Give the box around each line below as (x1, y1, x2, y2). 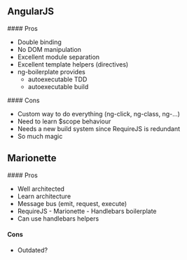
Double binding (17, 38, 62, 46)
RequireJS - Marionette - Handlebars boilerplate (17, 207, 157, 215)
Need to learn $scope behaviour (17, 117, 111, 125)
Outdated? (17, 245, 48, 254)
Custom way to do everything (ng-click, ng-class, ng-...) (17, 109, 181, 118)
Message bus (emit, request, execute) (17, 199, 127, 207)
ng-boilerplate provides (17, 67, 85, 76)
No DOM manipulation (17, 45, 82, 53)
